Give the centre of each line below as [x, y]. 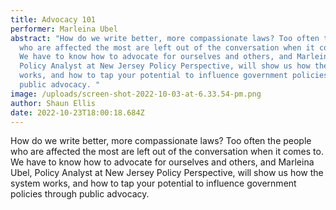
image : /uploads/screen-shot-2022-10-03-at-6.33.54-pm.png [136, 94]
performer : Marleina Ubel [64, 29]
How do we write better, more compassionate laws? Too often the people [161, 141]
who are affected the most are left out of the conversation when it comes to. [167, 152]
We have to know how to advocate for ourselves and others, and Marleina [162, 162]
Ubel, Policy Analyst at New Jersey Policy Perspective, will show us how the [167, 173]
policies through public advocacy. [80, 194]
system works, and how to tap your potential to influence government [153, 183]
